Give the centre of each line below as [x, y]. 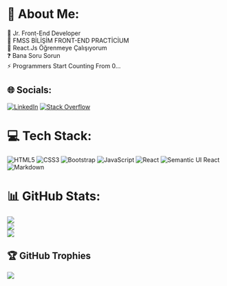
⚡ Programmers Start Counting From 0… [64, 65]
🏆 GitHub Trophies [49, 256]
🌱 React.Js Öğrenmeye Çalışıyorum [57, 48]
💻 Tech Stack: [50, 135]
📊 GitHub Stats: [54, 196]
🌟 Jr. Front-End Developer [44, 33]
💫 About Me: [43, 14]
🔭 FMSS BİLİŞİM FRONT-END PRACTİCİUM [68, 40]
